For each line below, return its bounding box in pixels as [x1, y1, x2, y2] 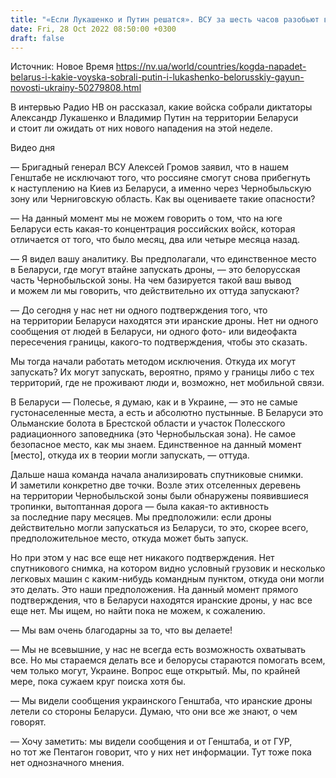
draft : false [10, 33, 65, 43]
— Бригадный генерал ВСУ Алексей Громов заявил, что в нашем [10, 161, 289, 173]
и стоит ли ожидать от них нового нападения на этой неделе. [10, 122, 273, 135]
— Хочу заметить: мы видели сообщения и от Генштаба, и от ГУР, [10, 736, 293, 748]
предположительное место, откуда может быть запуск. [10, 532, 249, 545]
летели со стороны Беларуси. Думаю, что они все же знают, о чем [10, 706, 298, 718]
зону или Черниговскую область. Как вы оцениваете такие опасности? [10, 193, 316, 205]
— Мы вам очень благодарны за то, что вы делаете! [10, 624, 233, 636]
